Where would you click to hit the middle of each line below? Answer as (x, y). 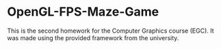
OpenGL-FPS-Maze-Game (83, 12)
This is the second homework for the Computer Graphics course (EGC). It (110, 31)
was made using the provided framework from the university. (93, 37)
